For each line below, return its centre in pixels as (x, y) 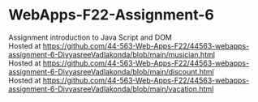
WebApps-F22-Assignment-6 (112, 15)
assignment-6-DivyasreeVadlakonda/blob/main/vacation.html (111, 89)
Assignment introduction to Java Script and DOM (90, 37)
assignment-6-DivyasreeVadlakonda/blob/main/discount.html (111, 71)
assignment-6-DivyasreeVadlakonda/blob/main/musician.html (112, 54)
